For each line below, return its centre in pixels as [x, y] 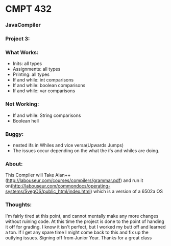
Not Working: [22, 104]
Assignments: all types [36, 69]
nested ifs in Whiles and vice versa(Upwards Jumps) [68, 145]
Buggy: [15, 134]
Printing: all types [31, 74]
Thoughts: [19, 204]
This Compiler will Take [30, 175]
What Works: [22, 52]
